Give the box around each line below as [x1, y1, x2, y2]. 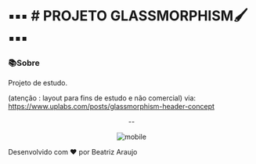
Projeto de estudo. [8, 78, 68, 88]
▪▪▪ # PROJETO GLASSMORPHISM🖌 [8, 7, 248, 25]
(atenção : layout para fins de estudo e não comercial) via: [8, 93, 197, 103]
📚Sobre [8, 57, 41, 68]
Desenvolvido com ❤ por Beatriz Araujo [8, 148, 138, 157]
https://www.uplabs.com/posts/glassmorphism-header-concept [8, 102, 215, 111]
